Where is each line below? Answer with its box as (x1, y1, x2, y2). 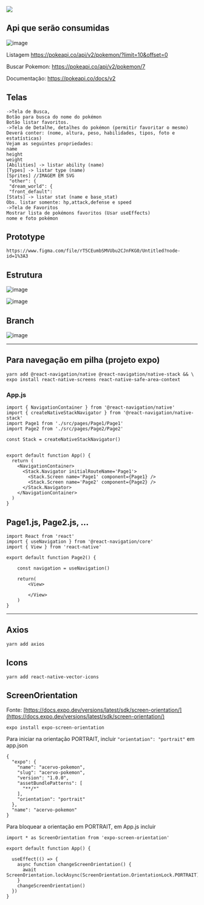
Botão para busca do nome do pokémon (6, 113, 102, 120)
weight (6, 156, 23, 163)
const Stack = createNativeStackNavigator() (6, 437, 121, 443)
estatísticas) (6, 135, 42, 141)
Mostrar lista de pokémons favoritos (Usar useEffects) (6, 210, 151, 216)
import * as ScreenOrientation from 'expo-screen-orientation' (6, 835, 170, 841)
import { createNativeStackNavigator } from (6, 410, 121, 416)
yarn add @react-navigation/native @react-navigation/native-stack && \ (6, 371, 194, 377)
